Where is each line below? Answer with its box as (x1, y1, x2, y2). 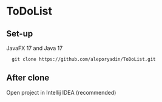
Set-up (6, 29, 33, 39)
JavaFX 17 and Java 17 (6, 44, 63, 52)
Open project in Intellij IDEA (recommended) (6, 89, 116, 96)
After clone (6, 73, 50, 83)
